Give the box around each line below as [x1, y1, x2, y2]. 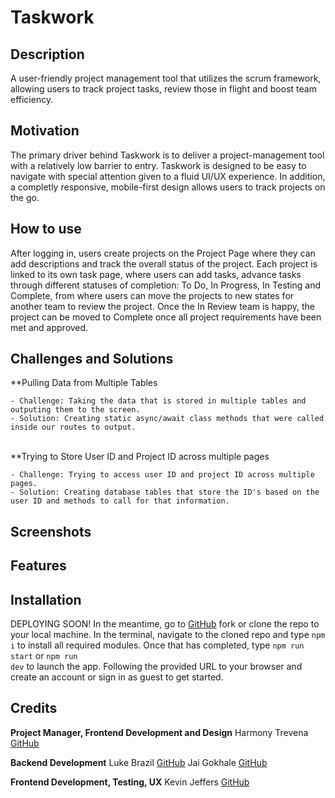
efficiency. [10, 94, 54, 105]
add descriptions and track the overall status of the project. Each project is [10, 257, 318, 270]
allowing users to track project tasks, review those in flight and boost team [10, 83, 317, 95]
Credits [10, 700, 58, 717]
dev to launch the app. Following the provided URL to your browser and [10, 661, 303, 673]
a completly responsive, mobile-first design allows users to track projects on [10, 181, 326, 193]
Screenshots [10, 523, 92, 540]
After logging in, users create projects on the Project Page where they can [10, 247, 316, 259]
